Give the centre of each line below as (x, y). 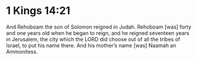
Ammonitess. (22, 51)
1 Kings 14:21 (38, 11)
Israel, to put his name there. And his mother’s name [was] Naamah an (91, 45)
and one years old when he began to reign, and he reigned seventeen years (98, 33)
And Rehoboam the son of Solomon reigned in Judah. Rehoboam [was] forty (99, 27)
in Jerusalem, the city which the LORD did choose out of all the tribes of (93, 39)
